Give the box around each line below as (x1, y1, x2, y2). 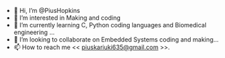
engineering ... (13, 28, 55, 36)
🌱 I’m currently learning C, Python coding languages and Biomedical (13, 21, 207, 29)
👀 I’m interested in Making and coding (13, 14, 121, 22)
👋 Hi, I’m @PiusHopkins (13, 7, 80, 14)
